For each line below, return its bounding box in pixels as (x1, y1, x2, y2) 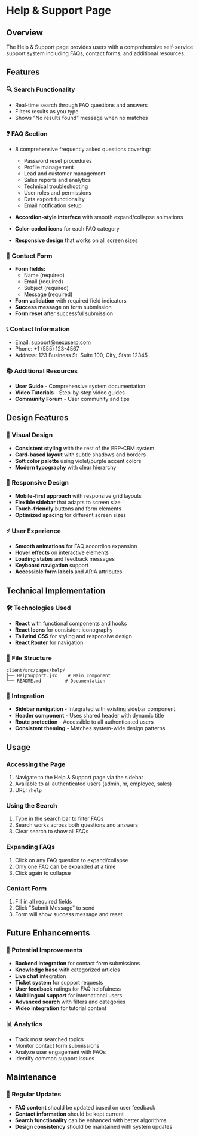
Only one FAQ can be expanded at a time (14, 863, 116, 870)
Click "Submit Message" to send (14, 904, 95, 911)
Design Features (6, 412, 69, 423)
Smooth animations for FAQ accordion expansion (14, 543, 137, 550)
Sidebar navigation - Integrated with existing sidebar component (14, 705, 176, 713)
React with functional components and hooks (14, 620, 127, 627)
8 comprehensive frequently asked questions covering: (14, 145, 151, 153)
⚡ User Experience (6, 527, 61, 535)
